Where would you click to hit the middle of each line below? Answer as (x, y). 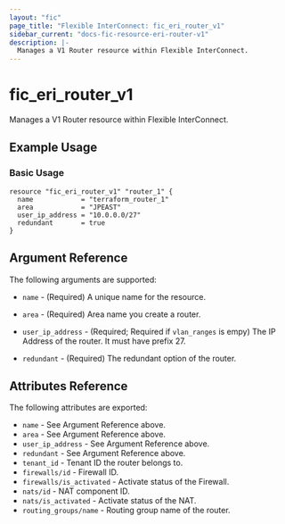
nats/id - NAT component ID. (76, 491)
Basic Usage (37, 173)
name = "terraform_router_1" (93, 199)
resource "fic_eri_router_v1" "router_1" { (91, 191)
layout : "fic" (36, 17)
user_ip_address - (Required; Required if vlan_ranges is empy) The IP (149, 331)
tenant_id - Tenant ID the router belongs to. (102, 463)
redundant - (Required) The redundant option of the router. (129, 358)
